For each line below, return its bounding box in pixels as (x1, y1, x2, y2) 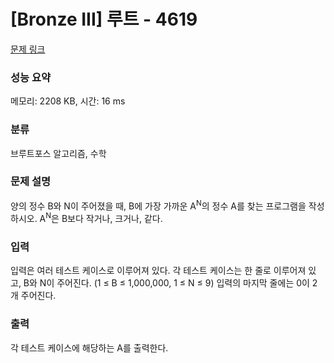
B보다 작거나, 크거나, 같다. (61, 213, 163, 225)
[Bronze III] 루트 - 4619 (10, 8, 198, 31)
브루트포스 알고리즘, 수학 (10, 147, 107, 159)
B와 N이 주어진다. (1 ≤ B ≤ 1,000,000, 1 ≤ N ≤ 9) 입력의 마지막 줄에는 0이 (23, 277, 310, 289)
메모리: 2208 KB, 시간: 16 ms (10, 95, 126, 107)
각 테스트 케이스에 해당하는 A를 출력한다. (10, 341, 169, 354)
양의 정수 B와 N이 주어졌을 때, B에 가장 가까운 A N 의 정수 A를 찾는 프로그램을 (10, 198, 307, 212)
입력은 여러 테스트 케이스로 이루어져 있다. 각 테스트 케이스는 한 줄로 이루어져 (10, 265, 307, 277)
